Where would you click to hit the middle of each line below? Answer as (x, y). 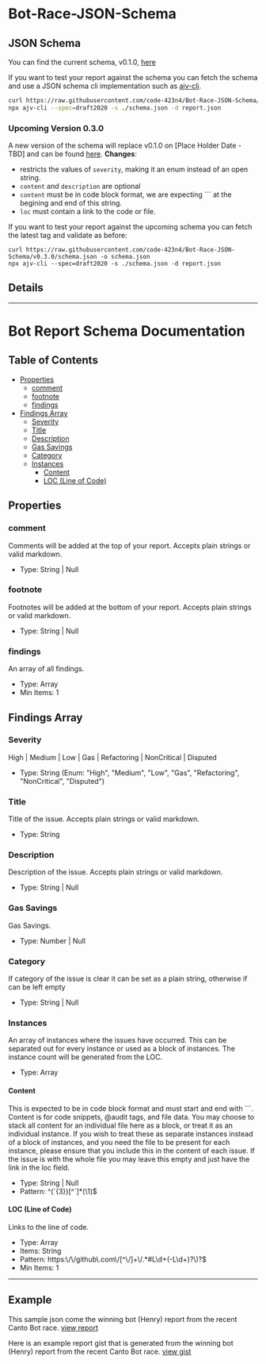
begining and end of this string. (71, 203)
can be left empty (37, 987)
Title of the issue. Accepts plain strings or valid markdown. (104, 819)
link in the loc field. (39, 1167)
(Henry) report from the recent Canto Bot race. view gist (100, 1351)
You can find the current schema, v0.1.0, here (82, 62)
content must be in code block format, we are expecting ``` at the (125, 194)
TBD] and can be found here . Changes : (72, 154)
